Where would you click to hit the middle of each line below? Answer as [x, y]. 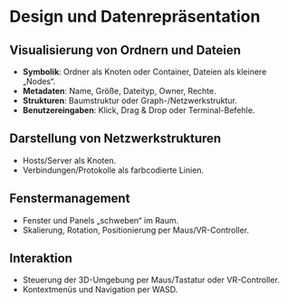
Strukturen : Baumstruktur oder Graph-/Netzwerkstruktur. [130, 100]
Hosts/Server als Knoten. [69, 160]
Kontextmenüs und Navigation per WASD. [100, 290]
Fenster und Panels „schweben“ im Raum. [101, 220]
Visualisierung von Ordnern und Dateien [125, 50]
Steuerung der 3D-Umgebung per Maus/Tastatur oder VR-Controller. [151, 280]
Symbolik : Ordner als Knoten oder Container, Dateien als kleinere [144, 71]
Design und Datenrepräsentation [135, 17]
